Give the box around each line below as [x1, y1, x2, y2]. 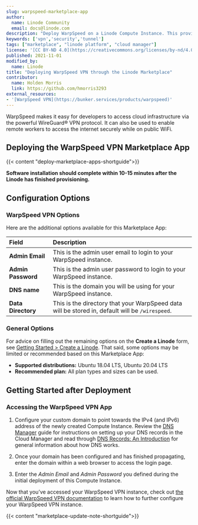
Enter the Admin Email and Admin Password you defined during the [14, 471, 179, 478]
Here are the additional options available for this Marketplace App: [6, 224, 167, 231]
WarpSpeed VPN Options [6, 210, 80, 219]
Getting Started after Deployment [6, 385, 131, 395]
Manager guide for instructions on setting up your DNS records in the [14, 429, 183, 436]
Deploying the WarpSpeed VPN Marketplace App [6, 142, 190, 153]
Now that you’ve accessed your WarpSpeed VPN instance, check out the [6, 488, 184, 495]
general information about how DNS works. [14, 442, 120, 449]
